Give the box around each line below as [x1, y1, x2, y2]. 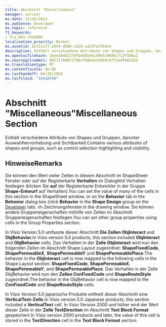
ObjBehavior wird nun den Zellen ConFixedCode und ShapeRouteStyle [5, 271, 152, 277]
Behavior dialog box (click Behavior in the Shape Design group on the [5, 198, 149, 205]
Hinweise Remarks [5, 159, 63, 168]
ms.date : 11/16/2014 [5, 16, 48, 21]
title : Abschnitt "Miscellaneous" [5, 7, 77, 12]
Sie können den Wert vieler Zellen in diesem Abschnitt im [5, 172, 122, 178]
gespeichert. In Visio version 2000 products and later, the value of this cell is [5, 312, 160, 318]
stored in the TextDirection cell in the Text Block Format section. [5, 317, 138, 323]
